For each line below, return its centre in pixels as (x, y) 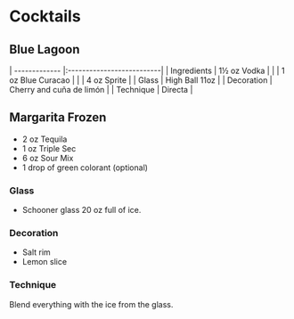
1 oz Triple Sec (49, 148)
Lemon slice (45, 262)
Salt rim (36, 252)
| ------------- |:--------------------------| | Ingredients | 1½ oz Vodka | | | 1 (147, 70)
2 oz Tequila (45, 139)
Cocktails (45, 16)
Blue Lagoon (45, 49)
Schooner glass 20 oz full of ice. (82, 210)
